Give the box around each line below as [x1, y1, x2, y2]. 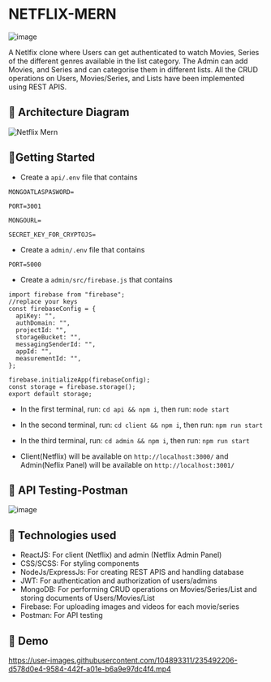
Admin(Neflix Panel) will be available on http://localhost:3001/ [19, 460, 235, 469]
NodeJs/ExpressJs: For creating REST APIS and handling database [19, 568, 244, 577]
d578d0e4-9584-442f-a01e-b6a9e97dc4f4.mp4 [8, 664, 172, 674]
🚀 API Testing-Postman [8, 483, 128, 497]
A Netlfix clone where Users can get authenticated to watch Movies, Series [8, 47, 260, 57]
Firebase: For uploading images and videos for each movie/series [19, 602, 239, 611]
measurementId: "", [15, 354, 82, 362]
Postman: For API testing [19, 611, 103, 620]
